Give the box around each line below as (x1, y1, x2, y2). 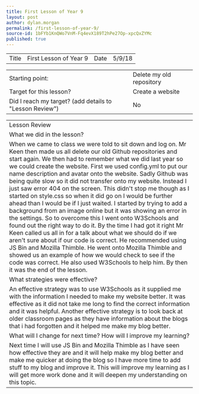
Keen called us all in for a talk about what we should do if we (9, 229, 177, 237)
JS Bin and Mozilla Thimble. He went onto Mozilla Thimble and (9, 244, 182, 251)
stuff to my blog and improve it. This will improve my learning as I (9, 363, 190, 372)
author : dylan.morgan (6, 20, 60, 25)
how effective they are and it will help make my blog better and (9, 348, 184, 357)
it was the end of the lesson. (9, 266, 88, 274)
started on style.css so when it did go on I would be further (9, 192, 173, 200)
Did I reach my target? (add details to (9, 97, 112, 105)
